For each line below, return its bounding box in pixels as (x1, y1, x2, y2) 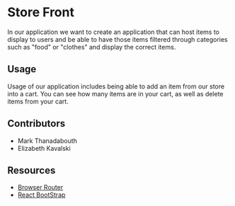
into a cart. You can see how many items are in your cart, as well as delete (7, 89, 224, 98)
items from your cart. (7, 97, 69, 105)
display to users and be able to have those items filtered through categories (7, 35, 228, 43)
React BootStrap (17, 190, 66, 199)
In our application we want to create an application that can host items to (7, 28, 220, 36)
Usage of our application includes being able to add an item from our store (7, 82, 225, 91)
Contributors (7, 118, 66, 130)
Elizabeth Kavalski (17, 144, 71, 152)
